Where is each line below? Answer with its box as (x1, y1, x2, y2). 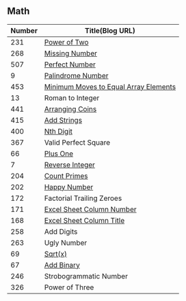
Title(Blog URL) (84, 25, 135, 35)
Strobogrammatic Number (44, 271, 129, 280)
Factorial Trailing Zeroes (44, 193, 122, 203)
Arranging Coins (44, 104, 97, 114)
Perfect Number (44, 60, 96, 69)
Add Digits (44, 226, 78, 236)
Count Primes (44, 171, 88, 180)
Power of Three (44, 282, 94, 292)
